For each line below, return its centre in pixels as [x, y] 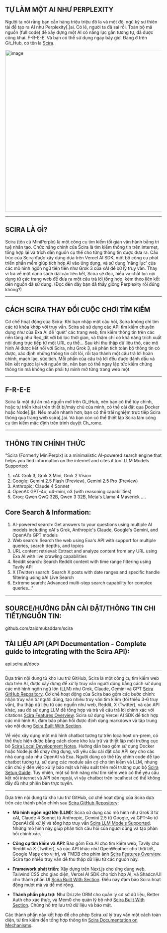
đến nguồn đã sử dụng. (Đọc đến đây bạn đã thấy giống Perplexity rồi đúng [83, 284]
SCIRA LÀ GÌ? [26, 230]
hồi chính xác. [27, 833]
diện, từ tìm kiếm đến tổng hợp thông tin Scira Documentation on [71, 920]
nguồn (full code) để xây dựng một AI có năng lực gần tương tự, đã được [79, 32]
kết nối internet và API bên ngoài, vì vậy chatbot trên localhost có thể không [83, 778]
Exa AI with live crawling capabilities [49, 556]
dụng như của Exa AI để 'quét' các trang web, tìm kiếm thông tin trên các [80, 332]
